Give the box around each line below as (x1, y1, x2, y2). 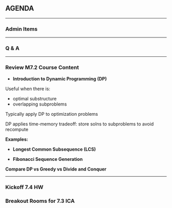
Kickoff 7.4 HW (5, 183, 44, 191)
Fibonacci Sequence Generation (12, 156, 83, 162)
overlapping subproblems (12, 101, 67, 107)
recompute (5, 126, 29, 132)
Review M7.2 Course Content (5, 64, 79, 71)
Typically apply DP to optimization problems (5, 111, 98, 117)
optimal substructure (12, 95, 57, 101)
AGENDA (5, 4, 34, 13)
